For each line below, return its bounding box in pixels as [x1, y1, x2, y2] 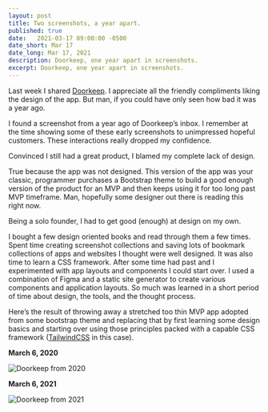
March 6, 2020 [8, 348, 58, 357]
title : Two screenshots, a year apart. [8, 19, 142, 27]
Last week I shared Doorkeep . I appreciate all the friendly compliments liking [8, 86, 261, 95]
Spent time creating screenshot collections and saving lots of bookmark [8, 240, 246, 249]
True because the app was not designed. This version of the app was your [8, 166, 254, 176]
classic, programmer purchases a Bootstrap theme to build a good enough [8, 175, 254, 184]
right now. [8, 200, 42, 210]
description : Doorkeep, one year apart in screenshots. [8, 57, 198, 65]
